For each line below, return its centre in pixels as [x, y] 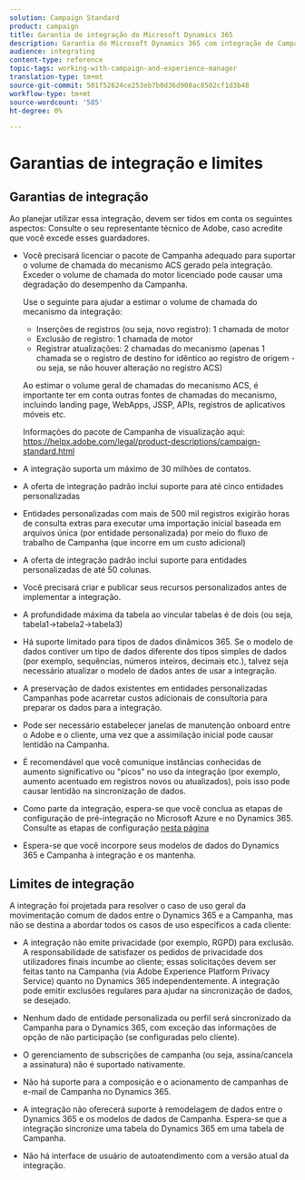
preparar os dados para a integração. [92, 708]
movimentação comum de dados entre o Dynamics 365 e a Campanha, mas [151, 915]
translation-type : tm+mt [56, 77]
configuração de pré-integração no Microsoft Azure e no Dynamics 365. [157, 819]
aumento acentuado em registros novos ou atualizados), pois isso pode [156, 782]
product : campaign [44, 26]
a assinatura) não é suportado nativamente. [104, 1065]
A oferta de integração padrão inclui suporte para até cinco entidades [153, 487]
